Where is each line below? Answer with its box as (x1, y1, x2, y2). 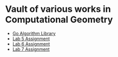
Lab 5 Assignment (12, 36, 50, 42)
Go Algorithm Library (12, 30, 56, 36)
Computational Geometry (5, 14, 113, 25)
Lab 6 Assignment (12, 41, 50, 47)
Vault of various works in (5, 3, 111, 15)
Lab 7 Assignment (12, 46, 50, 52)
